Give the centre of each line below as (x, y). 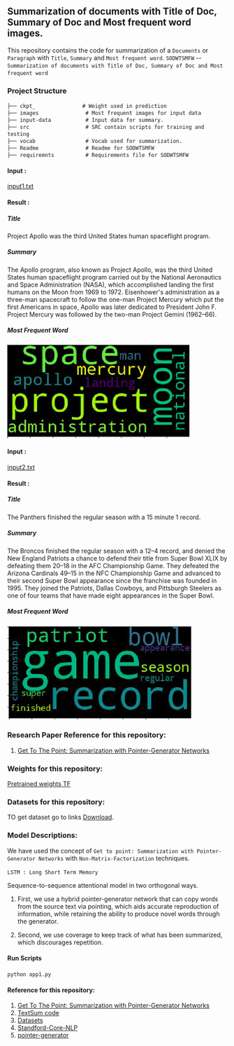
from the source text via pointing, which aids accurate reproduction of (118, 906)
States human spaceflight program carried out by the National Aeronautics (115, 277)
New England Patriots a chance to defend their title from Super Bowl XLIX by (117, 558)
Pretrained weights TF (39, 784)
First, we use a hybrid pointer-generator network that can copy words (118, 899)
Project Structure (37, 90)
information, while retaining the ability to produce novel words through (118, 914)
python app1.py (29, 974)
